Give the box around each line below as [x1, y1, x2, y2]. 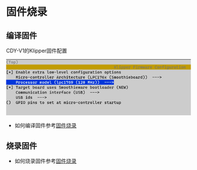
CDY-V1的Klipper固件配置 [6, 47, 67, 54]
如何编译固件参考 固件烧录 [14, 122, 77, 129]
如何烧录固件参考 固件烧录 [14, 158, 77, 165]
